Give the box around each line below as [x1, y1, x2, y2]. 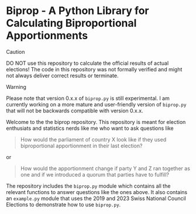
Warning [6, 83, 26, 90]
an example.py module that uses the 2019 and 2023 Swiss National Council [6, 195, 186, 202]
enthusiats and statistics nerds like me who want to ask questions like [6, 125, 174, 132]
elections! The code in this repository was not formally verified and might [6, 65, 183, 73]
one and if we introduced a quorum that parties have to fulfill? [20, 171, 170, 178]
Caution [6, 48, 25, 55]
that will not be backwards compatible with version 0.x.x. [6, 107, 143, 114]
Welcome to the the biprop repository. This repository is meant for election [6, 118, 186, 125]
